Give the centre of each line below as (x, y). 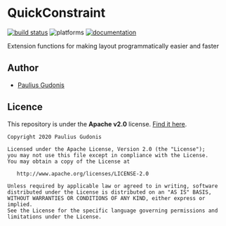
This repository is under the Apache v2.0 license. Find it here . (97, 124)
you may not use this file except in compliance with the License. (108, 155)
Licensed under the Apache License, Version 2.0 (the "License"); (106, 149)
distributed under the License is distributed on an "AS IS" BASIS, (109, 192)
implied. (20, 204)
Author (23, 68)
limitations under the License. (54, 217)
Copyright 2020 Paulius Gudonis (54, 137)
